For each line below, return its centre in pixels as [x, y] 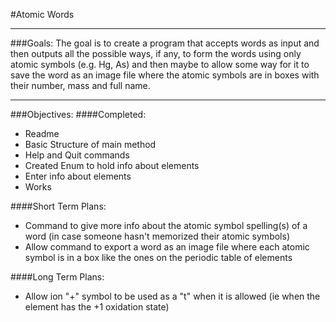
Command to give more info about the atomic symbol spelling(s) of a [166, 225]
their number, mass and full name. [80, 85]
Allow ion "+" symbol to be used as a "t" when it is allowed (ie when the [172, 296]
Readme [42, 133]
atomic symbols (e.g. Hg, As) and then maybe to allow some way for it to [160, 64]
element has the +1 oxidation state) [97, 307]
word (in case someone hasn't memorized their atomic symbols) [157, 236]
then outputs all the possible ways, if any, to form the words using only [156, 53]
